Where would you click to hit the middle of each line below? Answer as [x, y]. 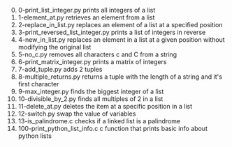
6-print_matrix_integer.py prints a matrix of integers [92, 62]
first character [38, 84]
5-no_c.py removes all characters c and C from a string [97, 54]
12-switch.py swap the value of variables [77, 114]
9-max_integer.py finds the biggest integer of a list [91, 91]
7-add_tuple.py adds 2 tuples [60, 69]
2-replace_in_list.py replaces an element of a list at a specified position [120, 25]
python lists [35, 136]
